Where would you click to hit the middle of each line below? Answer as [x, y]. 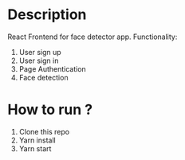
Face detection [43, 77]
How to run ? [50, 110]
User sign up [40, 52]
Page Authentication [53, 68]
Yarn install [37, 140]
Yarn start [35, 148]
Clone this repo [44, 131]
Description [47, 15]
